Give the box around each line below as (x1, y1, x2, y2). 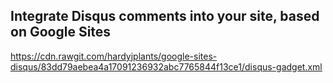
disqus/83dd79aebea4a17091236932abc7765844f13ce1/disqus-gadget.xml (10, 60, 323, 73)
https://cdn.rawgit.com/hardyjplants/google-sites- (10, 50, 218, 62)
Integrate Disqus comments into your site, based (10, 8, 320, 25)
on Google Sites (10, 24, 112, 41)
